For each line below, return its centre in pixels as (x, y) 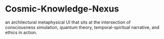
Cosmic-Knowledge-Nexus (62, 9)
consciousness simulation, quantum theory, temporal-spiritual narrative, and (82, 27)
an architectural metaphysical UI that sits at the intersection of (68, 22)
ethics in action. (21, 32)
